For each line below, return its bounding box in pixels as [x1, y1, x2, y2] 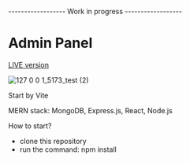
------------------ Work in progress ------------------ [8, 7, 183, 16]
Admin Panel [8, 35, 93, 52]
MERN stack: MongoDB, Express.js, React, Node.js [8, 105, 173, 115]
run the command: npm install [19, 145, 117, 154]
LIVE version [8, 60, 50, 69]
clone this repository [19, 136, 87, 145]
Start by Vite [8, 90, 49, 100]
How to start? [8, 121, 52, 131]
